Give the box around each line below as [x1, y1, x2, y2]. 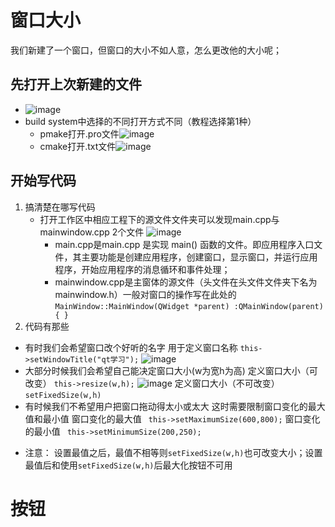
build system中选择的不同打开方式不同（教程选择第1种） [24, 115, 257, 127]
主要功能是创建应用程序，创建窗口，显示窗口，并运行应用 [81, 251, 318, 263]
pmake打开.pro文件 [39, 127, 120, 140]
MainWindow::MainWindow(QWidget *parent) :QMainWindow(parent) [54, 301, 324, 311]
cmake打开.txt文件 [39, 140, 117, 152]
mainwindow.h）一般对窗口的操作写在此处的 [54, 288, 237, 300]
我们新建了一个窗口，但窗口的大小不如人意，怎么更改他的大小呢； [10, 44, 282, 56]
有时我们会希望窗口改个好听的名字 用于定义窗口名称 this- [24, 341, 263, 353]
